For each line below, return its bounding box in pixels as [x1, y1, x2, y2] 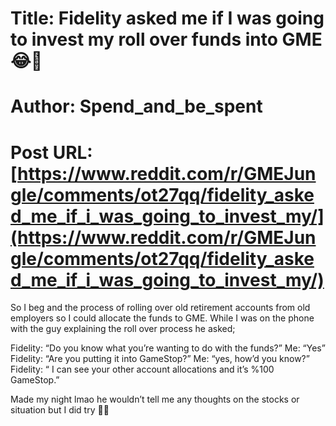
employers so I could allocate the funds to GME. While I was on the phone [10, 312, 315, 324]
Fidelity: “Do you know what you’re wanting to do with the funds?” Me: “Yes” [10, 342, 326, 354]
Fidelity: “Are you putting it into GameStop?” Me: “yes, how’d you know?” [10, 353, 310, 365]
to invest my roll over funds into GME [10, 28, 323, 51]
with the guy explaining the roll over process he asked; [10, 323, 236, 335]
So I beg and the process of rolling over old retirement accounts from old [10, 302, 311, 314]
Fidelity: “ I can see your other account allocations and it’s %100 [10, 363, 275, 376]
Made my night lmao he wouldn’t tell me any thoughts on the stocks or [10, 393, 300, 406]
